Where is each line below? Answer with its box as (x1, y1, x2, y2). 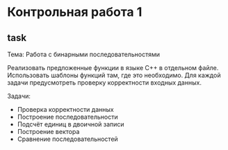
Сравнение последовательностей (17, 135, 118, 143)
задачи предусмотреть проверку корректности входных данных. (7, 78, 202, 87)
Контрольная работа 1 (7, 4, 142, 20)
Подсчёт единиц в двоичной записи (17, 120, 124, 128)
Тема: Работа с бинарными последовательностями (7, 50, 160, 58)
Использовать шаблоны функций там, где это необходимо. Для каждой (7, 71, 221, 79)
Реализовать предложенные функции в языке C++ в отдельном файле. (7, 64, 219, 72)
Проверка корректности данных (17, 106, 114, 113)
